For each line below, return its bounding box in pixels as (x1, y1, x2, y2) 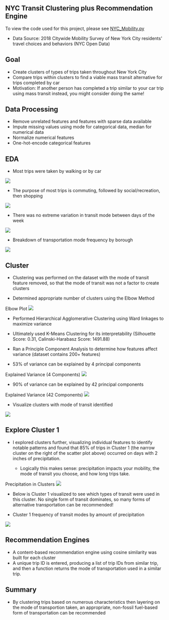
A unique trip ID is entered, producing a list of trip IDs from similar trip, (12, 560, 159, 566)
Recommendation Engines (5, 536, 90, 544)
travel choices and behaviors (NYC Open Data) (12, 41, 110, 47)
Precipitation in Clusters (5, 481, 55, 487)
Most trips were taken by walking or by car (12, 168, 102, 174)
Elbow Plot (5, 306, 28, 312)
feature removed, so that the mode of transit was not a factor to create (12, 280, 159, 286)
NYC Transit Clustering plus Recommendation (5, 4, 153, 13)
